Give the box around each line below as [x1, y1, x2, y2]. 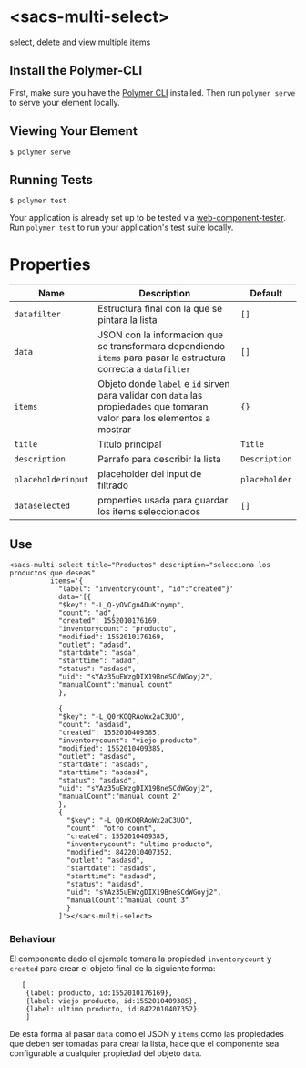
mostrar [97, 423, 132, 436]
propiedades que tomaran [97, 400, 209, 413]
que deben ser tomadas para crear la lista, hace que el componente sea [9, 1038, 280, 1050]
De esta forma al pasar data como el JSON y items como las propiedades [9, 1029, 285, 1040]
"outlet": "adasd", [57, 640, 132, 649]
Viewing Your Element [9, 123, 138, 139]
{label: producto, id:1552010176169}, [25, 989, 173, 998]
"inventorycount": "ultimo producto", [66, 840, 214, 849]
